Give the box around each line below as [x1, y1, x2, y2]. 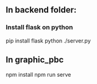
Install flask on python [5, 23, 73, 32]
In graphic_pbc [5, 55, 64, 65]
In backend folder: [5, 5, 77, 15]
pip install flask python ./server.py [5, 37, 91, 44]
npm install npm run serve [5, 71, 71, 78]
